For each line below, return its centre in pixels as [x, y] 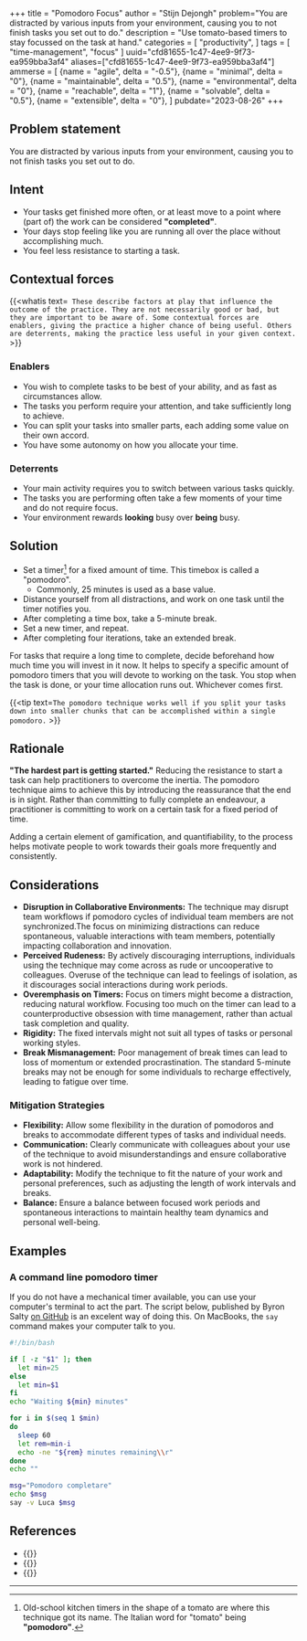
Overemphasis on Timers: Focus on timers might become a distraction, [158, 994]
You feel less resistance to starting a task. [101, 250]
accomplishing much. [63, 240]
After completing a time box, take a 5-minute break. [120, 618]
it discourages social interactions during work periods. [125, 985]
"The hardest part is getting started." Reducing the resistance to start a [146, 770]
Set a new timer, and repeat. [76, 628]
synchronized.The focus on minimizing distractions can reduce [141, 926]
